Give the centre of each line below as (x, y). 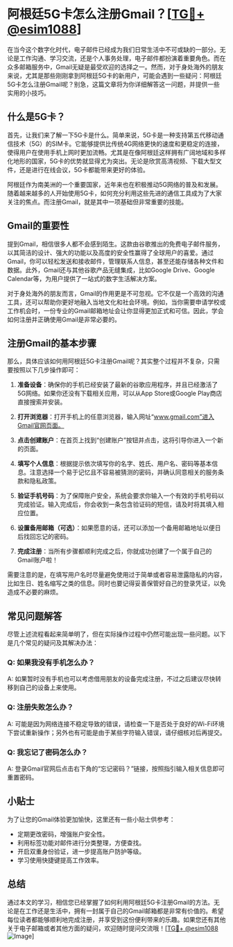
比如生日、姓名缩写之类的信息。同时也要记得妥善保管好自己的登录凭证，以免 (116, 583)
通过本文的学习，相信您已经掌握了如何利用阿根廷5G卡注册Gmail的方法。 (111, 902)
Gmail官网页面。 (41, 426)
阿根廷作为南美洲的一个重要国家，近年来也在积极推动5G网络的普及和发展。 (114, 184)
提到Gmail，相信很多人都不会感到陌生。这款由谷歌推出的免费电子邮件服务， (115, 244)
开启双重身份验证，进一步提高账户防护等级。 (81, 851)
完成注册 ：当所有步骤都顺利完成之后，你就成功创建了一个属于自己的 (114, 551)
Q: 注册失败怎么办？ (41, 707)
